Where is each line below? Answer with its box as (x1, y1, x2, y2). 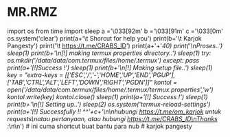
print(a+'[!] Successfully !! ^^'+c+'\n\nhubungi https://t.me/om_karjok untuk (7, 107, 222, 116)
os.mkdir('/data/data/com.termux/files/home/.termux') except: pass (7, 56, 200, 64)
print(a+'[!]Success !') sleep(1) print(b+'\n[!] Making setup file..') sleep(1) (7, 63, 213, 72)
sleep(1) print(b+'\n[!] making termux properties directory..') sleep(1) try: (7, 49, 211, 57)
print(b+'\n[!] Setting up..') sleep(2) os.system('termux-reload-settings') (7, 100, 211, 108)
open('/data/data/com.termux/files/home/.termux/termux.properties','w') (7, 85, 214, 94)
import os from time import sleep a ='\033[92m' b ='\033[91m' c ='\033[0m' (7, 27, 223, 35)
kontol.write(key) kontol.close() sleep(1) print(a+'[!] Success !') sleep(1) (7, 92, 208, 101)
